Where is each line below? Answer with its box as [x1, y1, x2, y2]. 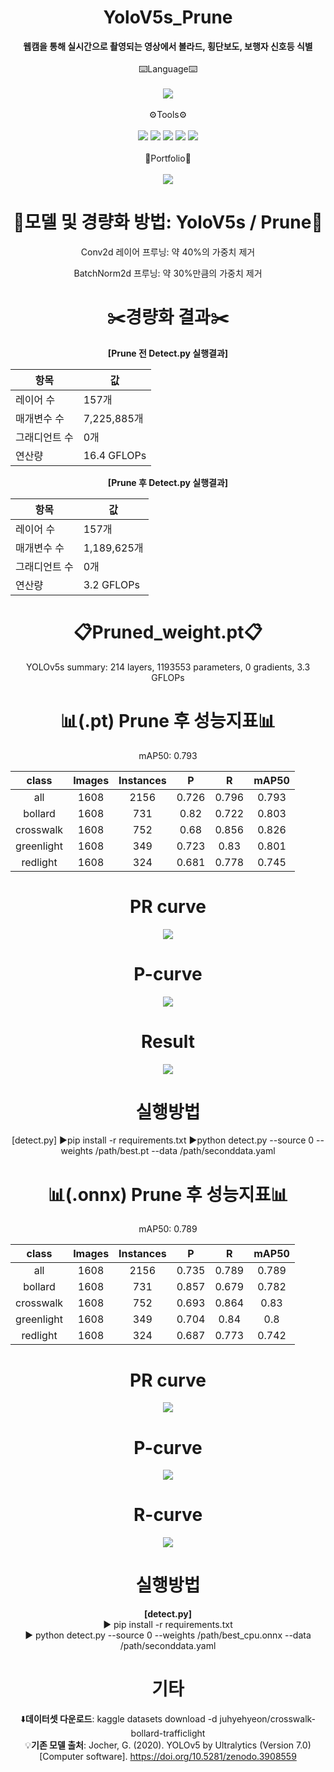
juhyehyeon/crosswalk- [219, 1713, 317, 1725]
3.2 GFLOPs [83, 577, 140, 591]
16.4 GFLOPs [83, 448, 147, 462]
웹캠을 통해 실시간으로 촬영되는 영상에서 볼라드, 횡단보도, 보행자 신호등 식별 [23, 40, 313, 52]
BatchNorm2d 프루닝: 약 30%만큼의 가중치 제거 [73, 267, 263, 279]
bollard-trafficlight [130, 1727, 206, 1740]
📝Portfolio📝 [144, 152, 192, 164]
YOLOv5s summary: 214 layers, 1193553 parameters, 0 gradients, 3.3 [25, 661, 311, 673]
